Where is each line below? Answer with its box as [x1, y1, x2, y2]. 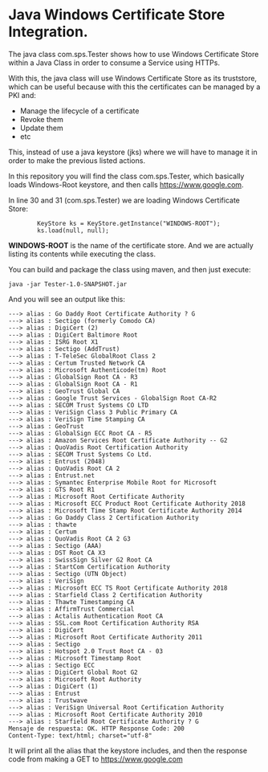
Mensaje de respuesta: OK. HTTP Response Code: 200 [8, 725, 185, 733]
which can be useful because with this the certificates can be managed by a [8, 82, 261, 92]
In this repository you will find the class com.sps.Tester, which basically [8, 171, 245, 181]
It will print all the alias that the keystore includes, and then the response [8, 745, 247, 755]
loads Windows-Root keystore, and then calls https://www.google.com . [8, 179, 244, 190]
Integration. [8, 22, 88, 41]
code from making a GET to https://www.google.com [8, 754, 183, 764]
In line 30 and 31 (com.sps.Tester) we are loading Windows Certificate [8, 195, 241, 205]
